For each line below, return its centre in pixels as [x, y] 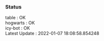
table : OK [16, 18]
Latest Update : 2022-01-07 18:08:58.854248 [52, 34]
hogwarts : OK [20, 23]
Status [13, 7]
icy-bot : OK [18, 28]
